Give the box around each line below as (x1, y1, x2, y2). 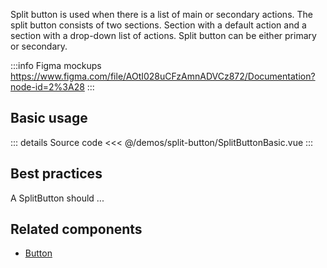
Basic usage (10, 110, 88, 127)
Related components (10, 221, 143, 238)
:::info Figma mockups (10, 60, 102, 71)
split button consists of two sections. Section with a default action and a (10, 19, 307, 31)
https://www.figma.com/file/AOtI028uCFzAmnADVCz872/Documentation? (10, 70, 316, 82)
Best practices (10, 165, 103, 183)
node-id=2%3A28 (10, 81, 85, 93)
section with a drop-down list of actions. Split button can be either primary (10, 30, 317, 41)
